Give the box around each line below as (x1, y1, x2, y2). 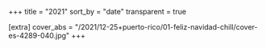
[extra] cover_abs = (8, 22, 74, 31)
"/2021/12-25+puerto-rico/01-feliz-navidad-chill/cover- (74, 22, 258, 31)
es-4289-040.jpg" (8, 31, 70, 40)
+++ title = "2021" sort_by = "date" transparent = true (8, 7, 187, 16)
